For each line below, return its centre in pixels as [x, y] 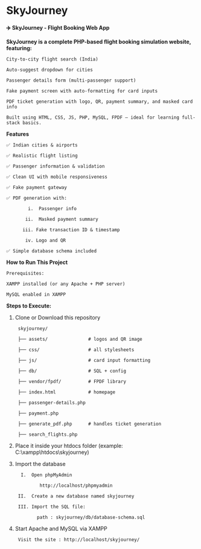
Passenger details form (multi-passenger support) [71, 80]
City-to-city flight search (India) [52, 59]
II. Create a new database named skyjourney [76, 496]
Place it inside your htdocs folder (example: [69, 445]
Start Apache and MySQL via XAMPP [61, 528]
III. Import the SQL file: [52, 507]
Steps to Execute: [29, 306]
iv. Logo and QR [46, 240]
